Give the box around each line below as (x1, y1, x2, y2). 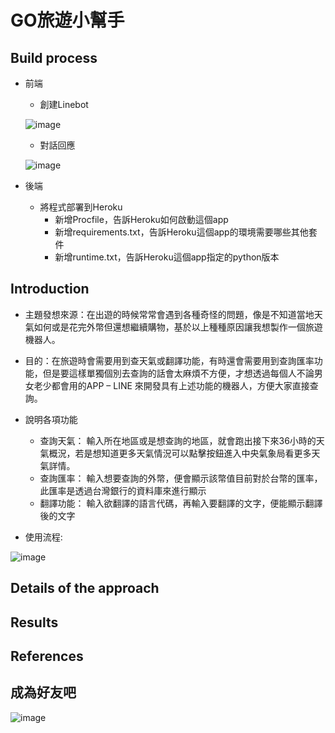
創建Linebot (39, 99, 89, 110)
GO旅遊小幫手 (10, 9, 125, 32)
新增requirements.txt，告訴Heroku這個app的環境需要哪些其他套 (54, 226, 318, 238)
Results (10, 614, 59, 631)
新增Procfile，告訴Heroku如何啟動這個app (54, 214, 229, 225)
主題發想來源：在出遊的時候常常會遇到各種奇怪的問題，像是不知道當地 (24, 308, 315, 320)
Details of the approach (10, 580, 160, 597)
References (10, 647, 84, 665)
